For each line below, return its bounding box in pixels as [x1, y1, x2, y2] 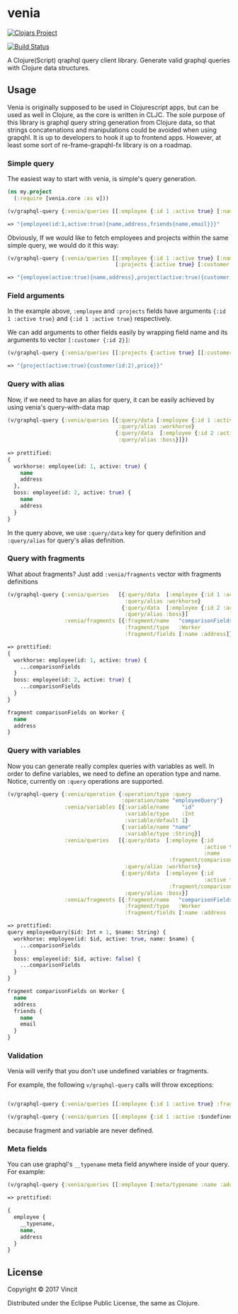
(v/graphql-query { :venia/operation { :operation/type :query [7, 790, 192, 798]
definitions [7, 577, 38, 586]
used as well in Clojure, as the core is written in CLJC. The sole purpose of [7, 110, 225, 119]
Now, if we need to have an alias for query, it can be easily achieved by [7, 395, 215, 404]
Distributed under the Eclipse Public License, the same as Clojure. [7, 1299, 200, 1308]
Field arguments [7, 291, 65, 301]
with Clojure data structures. [7, 63, 91, 72]
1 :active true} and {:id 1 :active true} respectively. [7, 314, 172, 323]
